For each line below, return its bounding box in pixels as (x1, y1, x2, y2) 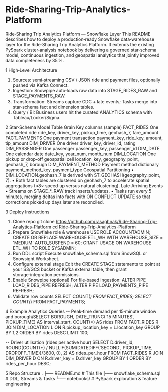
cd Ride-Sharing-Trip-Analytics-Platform (52, 224, 136, 230)
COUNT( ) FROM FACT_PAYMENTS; (12, 298, 85, 305)
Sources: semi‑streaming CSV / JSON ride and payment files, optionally (12, 77, 161, 83)
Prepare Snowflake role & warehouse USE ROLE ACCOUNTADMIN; (12, 229, 151, 235)
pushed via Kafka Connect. (12, 82, 69, 88)
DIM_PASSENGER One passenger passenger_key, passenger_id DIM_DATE (5, 145, 160, 151)
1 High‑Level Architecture (5, 67, 58, 73)
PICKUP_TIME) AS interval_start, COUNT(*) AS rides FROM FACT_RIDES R (5, 319, 159, 325)
